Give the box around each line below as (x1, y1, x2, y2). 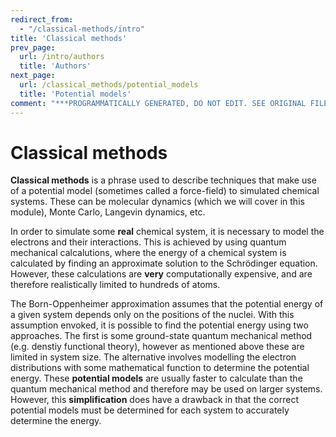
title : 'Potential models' (19, 89, 132, 99)
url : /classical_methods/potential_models (19, 80, 199, 90)
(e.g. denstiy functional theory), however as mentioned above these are (10, 341, 305, 353)
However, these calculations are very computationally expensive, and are (10, 268, 313, 280)
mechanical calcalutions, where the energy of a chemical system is (10, 247, 287, 259)
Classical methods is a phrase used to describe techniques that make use (10, 174, 317, 186)
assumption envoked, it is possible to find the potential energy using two (10, 319, 309, 331)
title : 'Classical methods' (10, 33, 128, 43)
